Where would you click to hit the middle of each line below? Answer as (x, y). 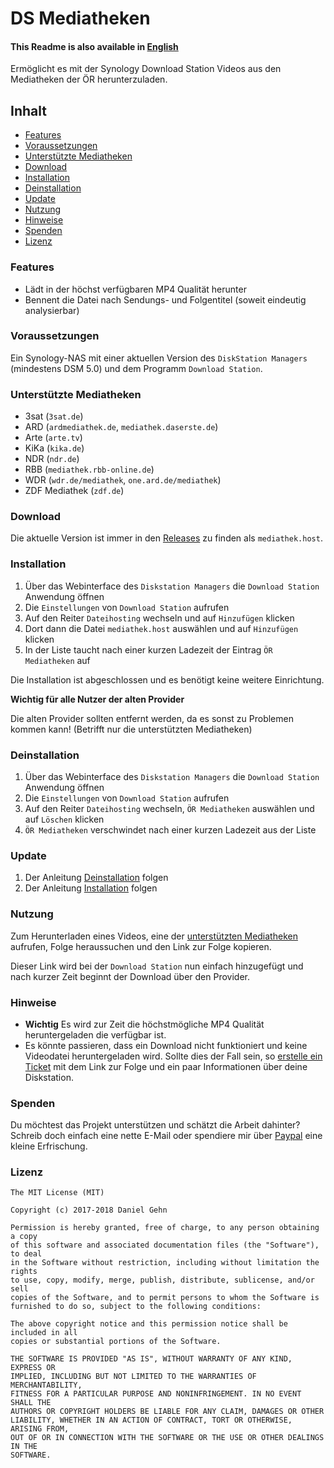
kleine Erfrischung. (49, 1146)
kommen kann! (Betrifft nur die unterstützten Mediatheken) (131, 729)
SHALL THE (31, 1403)
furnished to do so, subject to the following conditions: (136, 1307)
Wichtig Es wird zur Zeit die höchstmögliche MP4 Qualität (144, 1024)
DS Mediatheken (80, 18)
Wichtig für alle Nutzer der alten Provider (97, 699)
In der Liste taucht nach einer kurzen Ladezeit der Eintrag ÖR (148, 649)
